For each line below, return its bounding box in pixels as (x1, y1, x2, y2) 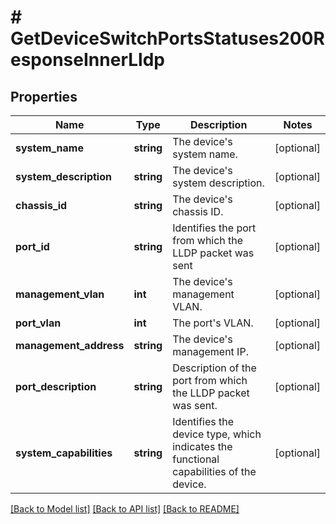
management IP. (172, 345, 249, 358)
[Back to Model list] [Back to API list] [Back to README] (10, 503, 240, 515)
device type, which (172, 427, 262, 441)
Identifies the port (172, 221, 257, 235)
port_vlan (15, 316, 62, 330)
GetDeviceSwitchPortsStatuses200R (10, 27, 325, 50)
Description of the (172, 361, 257, 375)
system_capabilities (15, 446, 113, 460)
